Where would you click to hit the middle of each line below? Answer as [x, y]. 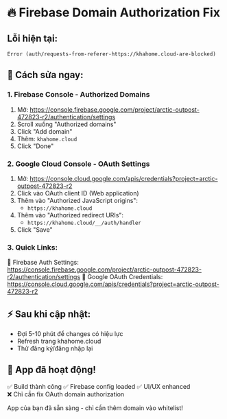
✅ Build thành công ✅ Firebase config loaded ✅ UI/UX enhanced [99, 386]
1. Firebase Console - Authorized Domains [79, 95]
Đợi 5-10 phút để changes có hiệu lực [70, 334]
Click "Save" [35, 229]
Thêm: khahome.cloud [47, 139]
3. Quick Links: [33, 247]
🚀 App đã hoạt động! [51, 370]
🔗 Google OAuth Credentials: [122, 277]
